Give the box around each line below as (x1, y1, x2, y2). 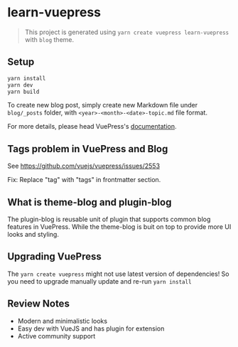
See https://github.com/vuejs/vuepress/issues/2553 (7, 161, 161, 171)
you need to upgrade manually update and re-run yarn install (7, 277, 192, 285)
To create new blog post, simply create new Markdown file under (7, 101, 198, 110)
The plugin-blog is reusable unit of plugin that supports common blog (7, 215, 211, 223)
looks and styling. (7, 230, 59, 238)
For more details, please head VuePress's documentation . (7, 122, 177, 131)
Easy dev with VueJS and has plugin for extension (17, 324, 165, 333)
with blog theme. (24, 35, 75, 43)
